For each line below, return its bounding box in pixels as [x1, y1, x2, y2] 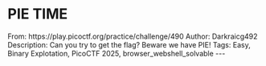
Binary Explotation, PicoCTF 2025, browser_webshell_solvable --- [7, 48, 226, 58]
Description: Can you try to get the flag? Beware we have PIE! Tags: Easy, [7, 39, 251, 49]
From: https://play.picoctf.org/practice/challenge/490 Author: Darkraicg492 [7, 31, 258, 41]
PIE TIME [7, 5, 68, 23]
